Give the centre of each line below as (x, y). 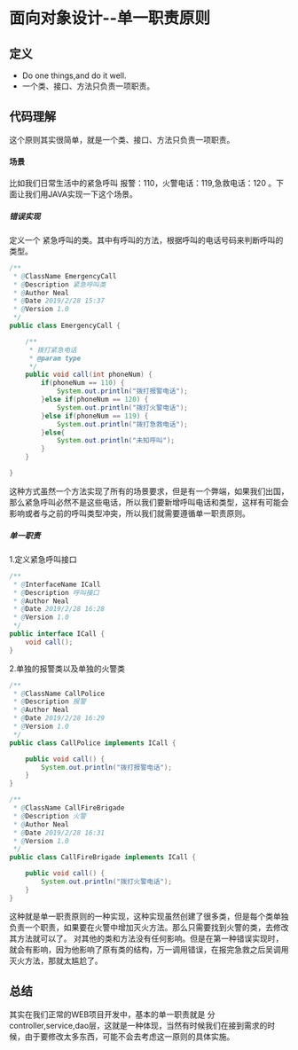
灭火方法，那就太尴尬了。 (56, 960)
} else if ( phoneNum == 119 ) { (95, 416)
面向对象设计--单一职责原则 (110, 18)
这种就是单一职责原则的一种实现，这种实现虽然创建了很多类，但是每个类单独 (149, 916)
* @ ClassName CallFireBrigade (69, 808)
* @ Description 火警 (50, 816)
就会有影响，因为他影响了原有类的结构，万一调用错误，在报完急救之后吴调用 (149, 949)
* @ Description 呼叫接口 (56, 592)
